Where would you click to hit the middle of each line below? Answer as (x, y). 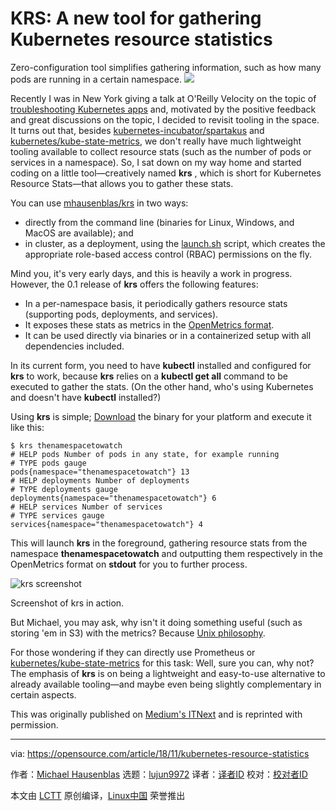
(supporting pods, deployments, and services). (121, 314)
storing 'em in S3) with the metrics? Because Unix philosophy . (138, 633)
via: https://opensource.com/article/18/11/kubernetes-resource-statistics (160, 753)
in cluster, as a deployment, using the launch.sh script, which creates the (175, 243)
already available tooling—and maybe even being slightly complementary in (166, 684)
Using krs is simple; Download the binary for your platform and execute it (161, 416)
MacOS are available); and (79, 233)
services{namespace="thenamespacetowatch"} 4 (106, 524)
